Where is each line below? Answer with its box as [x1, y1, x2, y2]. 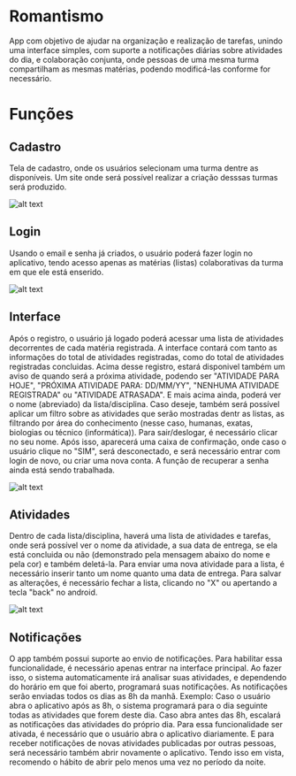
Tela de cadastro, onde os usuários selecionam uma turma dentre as [9, 162, 259, 173]
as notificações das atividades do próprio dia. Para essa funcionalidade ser [9, 719, 283, 730]
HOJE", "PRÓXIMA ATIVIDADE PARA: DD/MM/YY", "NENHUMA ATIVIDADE [9, 380, 280, 390]
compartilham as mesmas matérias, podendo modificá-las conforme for [9, 64, 271, 74]
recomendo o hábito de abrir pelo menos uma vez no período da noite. [9, 757, 267, 767]
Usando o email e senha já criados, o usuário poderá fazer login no [9, 248, 254, 258]
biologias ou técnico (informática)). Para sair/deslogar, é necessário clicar [9, 426, 278, 437]
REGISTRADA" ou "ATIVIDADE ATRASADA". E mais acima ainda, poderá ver [9, 389, 281, 400]
